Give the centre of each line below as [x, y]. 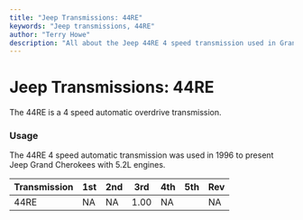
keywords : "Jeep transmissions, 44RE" [82, 26]
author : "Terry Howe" [50, 34]
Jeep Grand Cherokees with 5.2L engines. [87, 165]
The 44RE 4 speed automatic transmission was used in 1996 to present [142, 155]
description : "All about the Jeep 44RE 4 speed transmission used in [143, 43]
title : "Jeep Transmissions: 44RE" [76, 18]
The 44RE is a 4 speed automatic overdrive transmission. [116, 113]
